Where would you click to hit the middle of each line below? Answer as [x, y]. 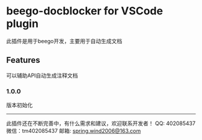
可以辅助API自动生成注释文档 [42, 75]
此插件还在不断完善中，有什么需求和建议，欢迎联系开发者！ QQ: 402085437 [101, 123]
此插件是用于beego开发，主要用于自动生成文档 [64, 41]
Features [23, 60]
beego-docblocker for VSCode [85, 11]
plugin [23, 24]
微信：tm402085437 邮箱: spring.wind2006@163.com [74, 131]
